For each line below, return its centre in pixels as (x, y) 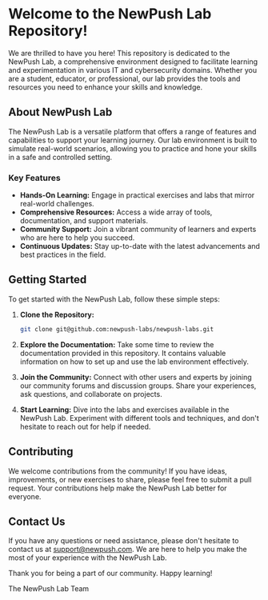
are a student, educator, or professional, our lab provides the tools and (124, 78)
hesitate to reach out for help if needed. (85, 426)
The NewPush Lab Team (49, 589)
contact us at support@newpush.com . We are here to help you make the (128, 550)
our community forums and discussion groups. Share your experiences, (138, 386)
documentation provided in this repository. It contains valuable (123, 353)
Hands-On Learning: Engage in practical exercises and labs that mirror (137, 195)
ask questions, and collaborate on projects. (91, 394)
